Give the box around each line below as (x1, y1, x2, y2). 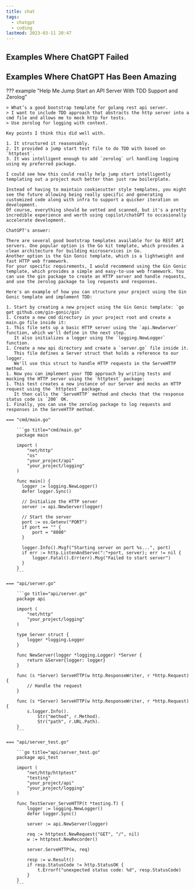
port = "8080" (32, 530, 67, 536)
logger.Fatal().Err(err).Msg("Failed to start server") (32, 555, 171, 561)
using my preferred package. (6, 161, 77, 167)
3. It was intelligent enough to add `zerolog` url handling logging (6, 156, 179, 162)
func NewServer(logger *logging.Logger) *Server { (16, 653, 142, 658)
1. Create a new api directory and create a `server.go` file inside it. (6, 346, 190, 351)
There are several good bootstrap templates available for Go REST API (6, 238, 184, 244)
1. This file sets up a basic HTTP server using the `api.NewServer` (6, 325, 179, 331)
